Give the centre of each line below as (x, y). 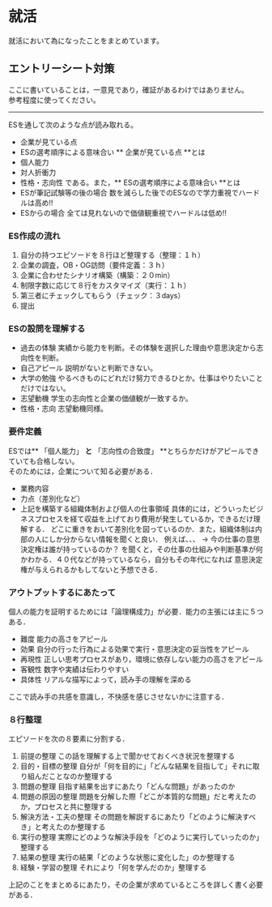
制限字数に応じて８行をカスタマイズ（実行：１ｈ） (105, 285)
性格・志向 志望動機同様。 (64, 409)
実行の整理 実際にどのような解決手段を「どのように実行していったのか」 (142, 837)
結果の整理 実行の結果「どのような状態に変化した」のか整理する (127, 858)
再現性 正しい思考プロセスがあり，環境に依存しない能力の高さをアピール (141, 659)
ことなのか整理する (81, 777)
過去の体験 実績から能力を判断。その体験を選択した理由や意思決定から (138, 348)
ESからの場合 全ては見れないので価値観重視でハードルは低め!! (123, 212)
